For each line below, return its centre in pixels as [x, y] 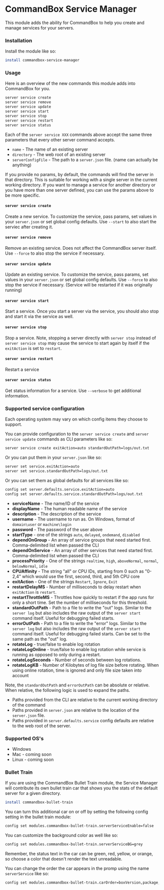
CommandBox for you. [28, 89]
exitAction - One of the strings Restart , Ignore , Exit [65, 581]
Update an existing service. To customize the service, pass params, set [77, 275]
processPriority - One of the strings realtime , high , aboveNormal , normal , [85, 561]
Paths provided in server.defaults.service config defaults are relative [83, 720]
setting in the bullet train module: [38, 817]
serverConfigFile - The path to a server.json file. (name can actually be [85, 159]
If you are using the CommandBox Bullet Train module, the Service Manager [82, 783]
